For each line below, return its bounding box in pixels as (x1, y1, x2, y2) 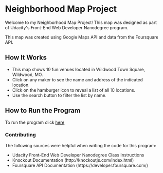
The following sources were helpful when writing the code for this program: (5, 142, 157, 148)
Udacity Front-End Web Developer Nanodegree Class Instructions (12, 152, 145, 158)
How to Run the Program (5, 106, 81, 115)
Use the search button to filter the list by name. (12, 92, 107, 98)
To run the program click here (5, 119, 65, 125)
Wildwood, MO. (12, 72, 43, 77)
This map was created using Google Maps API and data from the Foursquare (5, 34, 159, 40)
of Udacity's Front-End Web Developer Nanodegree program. (5, 24, 128, 30)
